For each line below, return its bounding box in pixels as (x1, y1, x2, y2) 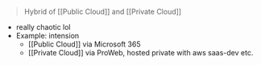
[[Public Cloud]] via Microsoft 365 (27, 39, 141, 49)
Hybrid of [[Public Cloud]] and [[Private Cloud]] (23, 7, 182, 16)
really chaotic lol (15, 22, 71, 31)
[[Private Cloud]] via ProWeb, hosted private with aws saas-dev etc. (27, 48, 254, 57)
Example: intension (15, 31, 80, 40)
